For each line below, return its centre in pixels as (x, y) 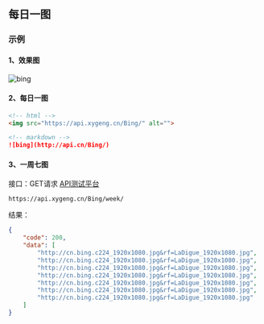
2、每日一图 (28, 98)
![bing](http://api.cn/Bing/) (59, 145)
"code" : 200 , (45, 238)
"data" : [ (39, 245)
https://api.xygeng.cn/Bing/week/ (66, 199)
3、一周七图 (29, 164)
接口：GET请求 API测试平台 (54, 184)
